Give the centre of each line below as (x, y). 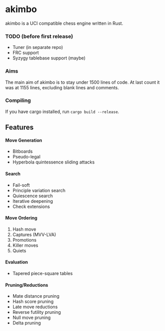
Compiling (18, 100)
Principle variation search (39, 190)
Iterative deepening (33, 201)
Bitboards (22, 151)
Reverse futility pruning (37, 312)
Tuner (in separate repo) (38, 47)
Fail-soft (21, 185)
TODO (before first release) (39, 36)
